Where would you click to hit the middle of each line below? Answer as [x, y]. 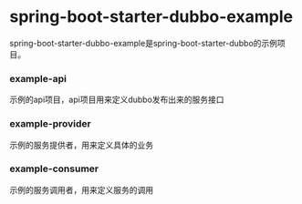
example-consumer [54, 168]
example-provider [50, 124]
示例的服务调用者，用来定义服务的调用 [81, 189]
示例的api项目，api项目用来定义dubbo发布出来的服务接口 [117, 100]
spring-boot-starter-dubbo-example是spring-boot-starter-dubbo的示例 [144, 43]
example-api [38, 78]
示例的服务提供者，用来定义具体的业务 [81, 145]
